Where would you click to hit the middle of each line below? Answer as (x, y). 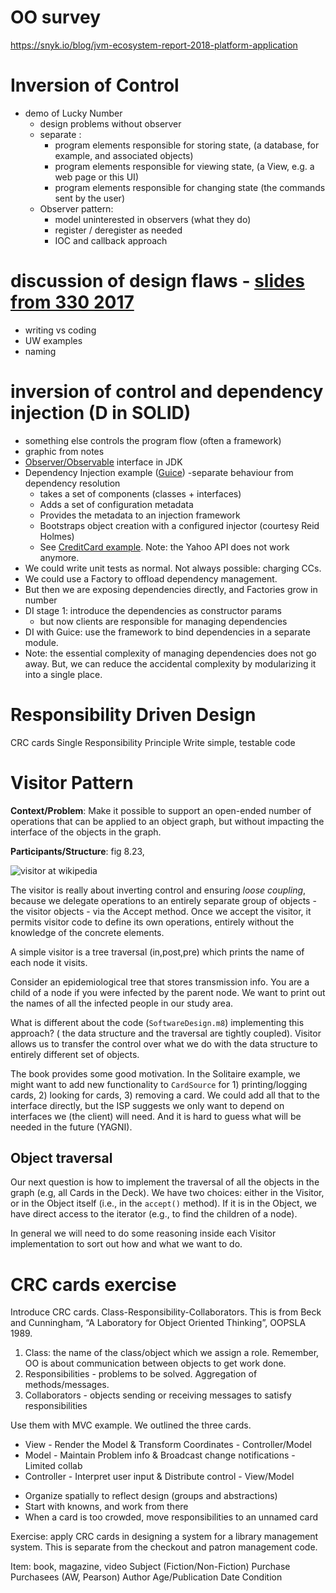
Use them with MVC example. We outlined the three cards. (131, 1425)
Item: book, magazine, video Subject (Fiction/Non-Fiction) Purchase (150, 1567)
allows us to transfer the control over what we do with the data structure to (164, 1043)
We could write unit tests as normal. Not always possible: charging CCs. (173, 568)
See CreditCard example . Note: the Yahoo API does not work (164, 547)
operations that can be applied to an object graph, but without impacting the (167, 821)
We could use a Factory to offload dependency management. (151, 578)
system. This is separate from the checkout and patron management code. (164, 1547)
